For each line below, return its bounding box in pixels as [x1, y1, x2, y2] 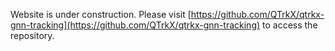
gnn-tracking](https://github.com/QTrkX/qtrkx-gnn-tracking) [10, 19, 261, 31]
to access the [262, 19, 318, 31]
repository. [10, 30, 55, 41]
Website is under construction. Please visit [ [10, 9, 192, 20]
